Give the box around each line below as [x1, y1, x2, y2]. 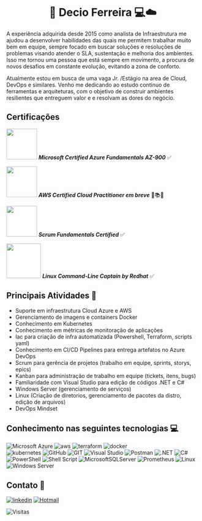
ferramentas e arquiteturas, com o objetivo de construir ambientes [6, 87, 174, 95]
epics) [15, 366, 32, 373]
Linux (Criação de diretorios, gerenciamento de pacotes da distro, [15, 391, 182, 399]
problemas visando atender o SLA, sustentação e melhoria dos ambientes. [6, 49, 194, 57]
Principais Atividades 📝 [6, 291, 97, 301]
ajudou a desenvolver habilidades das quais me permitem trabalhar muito [6, 36, 192, 44]
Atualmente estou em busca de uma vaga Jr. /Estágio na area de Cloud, [6, 74, 187, 82]
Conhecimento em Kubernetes [15, 319, 93, 327]
